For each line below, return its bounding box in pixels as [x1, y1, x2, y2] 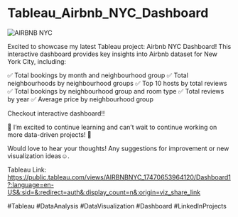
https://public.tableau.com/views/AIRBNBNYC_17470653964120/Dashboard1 [7, 172, 231, 182]
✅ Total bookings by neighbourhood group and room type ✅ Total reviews [7, 87, 225, 95]
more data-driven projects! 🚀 [7, 130, 92, 139]
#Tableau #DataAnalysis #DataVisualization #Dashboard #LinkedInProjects [7, 201, 227, 210]
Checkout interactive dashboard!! [7, 108, 105, 118]
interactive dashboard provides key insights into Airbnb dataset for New [7, 50, 218, 58]
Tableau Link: [7, 165, 47, 174]
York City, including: [7, 57, 66, 65]
